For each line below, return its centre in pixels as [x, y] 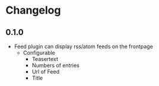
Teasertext [45, 59]
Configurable [39, 53]
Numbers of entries [55, 65]
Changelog [33, 10]
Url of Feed [46, 71]
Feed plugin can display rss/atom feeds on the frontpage [84, 46]
